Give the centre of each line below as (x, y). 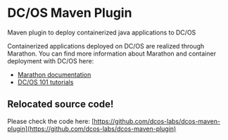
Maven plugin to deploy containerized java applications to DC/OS (102, 32)
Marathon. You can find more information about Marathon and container (112, 53)
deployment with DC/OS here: (51, 61)
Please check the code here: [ (51, 121)
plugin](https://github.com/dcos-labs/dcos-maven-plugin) (92, 129)
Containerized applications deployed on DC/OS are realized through (106, 46)
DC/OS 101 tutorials (45, 82)
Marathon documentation (54, 75)
